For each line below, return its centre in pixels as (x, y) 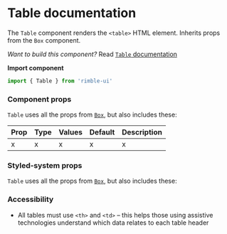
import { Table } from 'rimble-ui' (60, 81)
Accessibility (31, 199)
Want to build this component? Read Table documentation (93, 54)
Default (102, 132)
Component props (39, 99)
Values (71, 132)
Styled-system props (45, 166)
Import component (36, 68)
